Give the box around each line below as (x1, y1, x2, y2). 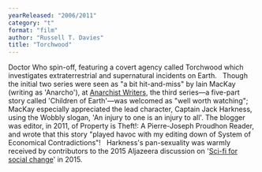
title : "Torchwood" (8, 41, 73, 49)
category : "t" (8, 19, 55, 27)
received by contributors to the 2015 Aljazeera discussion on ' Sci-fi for (8, 147, 238, 156)
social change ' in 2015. (8, 155, 83, 164)
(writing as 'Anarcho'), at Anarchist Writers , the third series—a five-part (8, 88, 240, 97)
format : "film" (8, 26, 58, 34)
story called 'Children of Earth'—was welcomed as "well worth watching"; (8, 96, 249, 106)
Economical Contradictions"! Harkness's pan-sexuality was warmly (8, 138, 231, 148)
